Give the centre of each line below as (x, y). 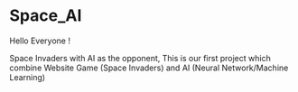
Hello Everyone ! (40, 41)
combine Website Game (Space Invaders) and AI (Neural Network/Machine (149, 68)
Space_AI (46, 16)
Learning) (28, 77)
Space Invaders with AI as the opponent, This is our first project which (140, 58)
